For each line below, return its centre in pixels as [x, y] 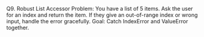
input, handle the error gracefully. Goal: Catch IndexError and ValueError [97, 21]
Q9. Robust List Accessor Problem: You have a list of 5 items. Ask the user [100, 9]
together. [18, 27]
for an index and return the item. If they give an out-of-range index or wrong [102, 15]
